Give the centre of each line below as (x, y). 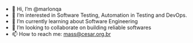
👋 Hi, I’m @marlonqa (37, 9)
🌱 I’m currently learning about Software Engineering (75, 21)
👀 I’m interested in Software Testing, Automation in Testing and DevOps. (99, 15)
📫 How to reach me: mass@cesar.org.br (61, 34)
